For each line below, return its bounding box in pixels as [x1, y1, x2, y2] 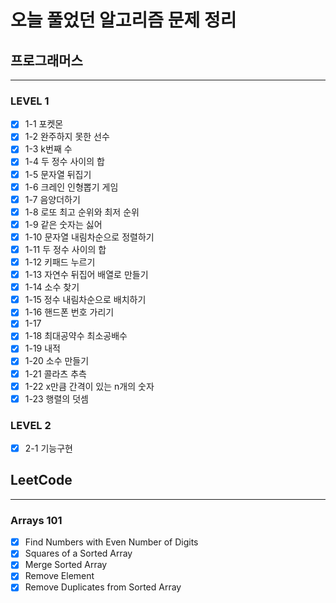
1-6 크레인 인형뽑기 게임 [24, 181, 119, 193]
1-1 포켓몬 [24, 118, 64, 130]
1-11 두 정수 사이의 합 [24, 243, 107, 255]
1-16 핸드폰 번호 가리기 [24, 306, 115, 318]
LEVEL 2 [10, 418, 52, 432]
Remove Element [24, 570, 95, 582]
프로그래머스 [10, 52, 83, 69]
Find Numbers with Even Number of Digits [24, 536, 199, 548]
